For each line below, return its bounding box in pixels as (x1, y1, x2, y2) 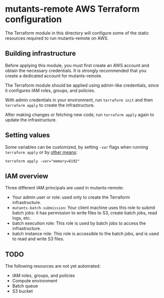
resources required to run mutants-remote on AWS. (5, 35, 109, 41)
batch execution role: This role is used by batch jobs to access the (12, 220, 146, 226)
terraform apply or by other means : (5, 149, 77, 155)
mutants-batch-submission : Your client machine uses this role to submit (12, 205, 156, 211)
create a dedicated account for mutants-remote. (5, 72, 103, 79)
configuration (5, 14, 62, 25)
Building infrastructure (5, 49, 76, 58)
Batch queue (12, 283, 38, 289)
